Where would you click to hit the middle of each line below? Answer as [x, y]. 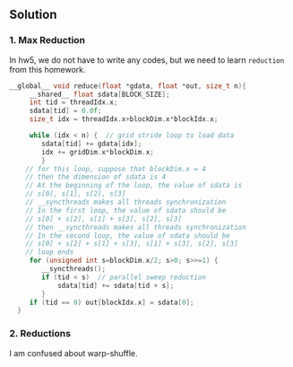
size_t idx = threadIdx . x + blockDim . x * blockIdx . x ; [124, 119]
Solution [33, 15]
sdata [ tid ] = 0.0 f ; [65, 111]
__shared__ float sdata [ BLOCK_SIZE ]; [99, 94]
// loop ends [50, 252]
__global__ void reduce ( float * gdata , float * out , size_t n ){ [128, 86]
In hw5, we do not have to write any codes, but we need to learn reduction [147, 60]
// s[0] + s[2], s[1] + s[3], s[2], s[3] [103, 219]
